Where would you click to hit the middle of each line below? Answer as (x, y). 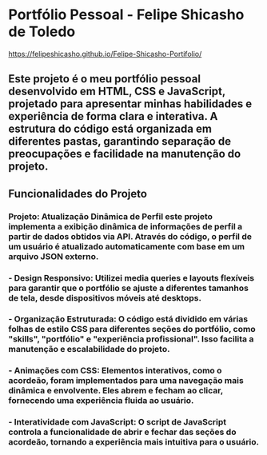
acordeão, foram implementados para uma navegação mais (126, 381)
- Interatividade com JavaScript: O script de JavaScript (118, 422)
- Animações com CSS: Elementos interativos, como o (115, 371)
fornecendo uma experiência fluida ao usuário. (101, 401)
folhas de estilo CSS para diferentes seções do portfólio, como (132, 329)
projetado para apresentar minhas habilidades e (130, 104)
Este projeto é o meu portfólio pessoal (105, 79)
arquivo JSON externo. (54, 256)
